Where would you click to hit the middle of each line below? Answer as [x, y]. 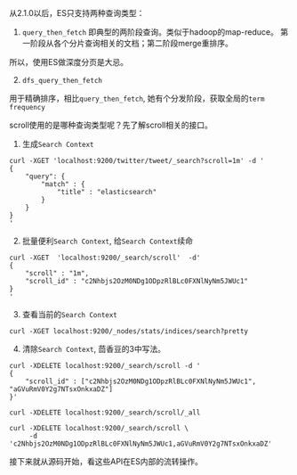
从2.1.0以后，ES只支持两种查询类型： [77, 13]
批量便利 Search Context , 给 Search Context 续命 [108, 241]
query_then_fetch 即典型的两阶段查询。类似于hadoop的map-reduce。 [150, 32]
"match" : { [64, 184]
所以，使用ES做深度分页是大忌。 [69, 62]
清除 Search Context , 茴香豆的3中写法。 [94, 349]
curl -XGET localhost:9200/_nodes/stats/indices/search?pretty [129, 332]
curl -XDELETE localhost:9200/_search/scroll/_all [105, 413]
